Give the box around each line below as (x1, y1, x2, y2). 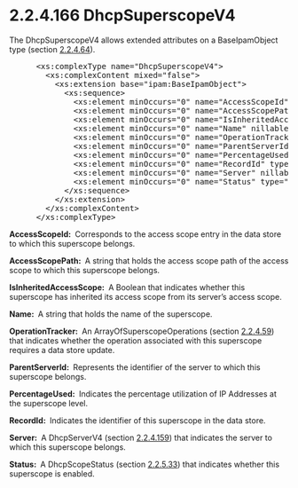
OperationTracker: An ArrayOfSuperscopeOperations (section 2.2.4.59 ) (9, 326, 275, 336)
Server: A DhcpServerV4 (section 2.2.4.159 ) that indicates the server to (9, 432, 273, 443)
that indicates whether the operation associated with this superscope (9, 335, 263, 346)
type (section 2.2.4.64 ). (9, 43, 96, 54)
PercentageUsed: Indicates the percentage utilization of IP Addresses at (9, 388, 277, 399)
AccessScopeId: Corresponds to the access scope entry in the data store (9, 228, 282, 240)
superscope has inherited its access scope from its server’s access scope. (9, 291, 282, 302)
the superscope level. (9, 397, 89, 408)
